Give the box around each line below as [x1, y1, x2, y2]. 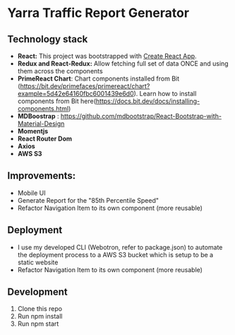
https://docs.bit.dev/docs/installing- [95, 97, 200, 105]
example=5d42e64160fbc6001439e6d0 [17, 90, 134, 98]
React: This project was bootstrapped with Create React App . [17, 52, 197, 60]
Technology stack [7, 33, 88, 45]
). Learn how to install [133, 90, 197, 98]
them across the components [17, 67, 104, 75]
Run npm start [17, 319, 59, 328]
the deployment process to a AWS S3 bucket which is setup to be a [17, 250, 214, 259]
